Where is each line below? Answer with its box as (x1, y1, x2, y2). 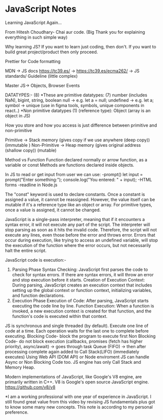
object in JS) (5, 112, 31, 118)
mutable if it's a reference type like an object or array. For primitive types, (5, 201, 152, 207)
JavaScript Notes (5, 3, 77, 15)
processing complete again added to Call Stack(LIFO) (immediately (5, 349, 140, 354)
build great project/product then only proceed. (5, 49, 98, 55)
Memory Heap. (5, 364, 35, 370)
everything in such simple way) (5, 34, 68, 40)
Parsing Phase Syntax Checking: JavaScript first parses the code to (12, 266, 148, 272)
